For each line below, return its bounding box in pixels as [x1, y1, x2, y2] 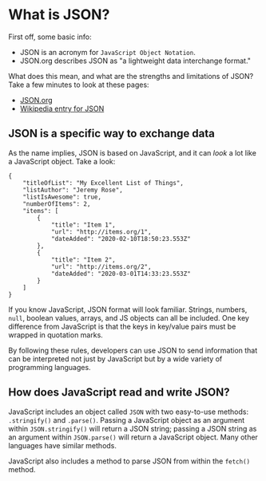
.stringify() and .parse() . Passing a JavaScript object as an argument [8, 415, 245, 424]
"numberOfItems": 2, [22, 199, 91, 208]
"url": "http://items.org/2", [50, 262, 152, 270]
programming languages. [8, 362, 91, 372]
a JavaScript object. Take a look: [8, 156, 116, 166]
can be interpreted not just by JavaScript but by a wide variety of [8, 353, 223, 364]
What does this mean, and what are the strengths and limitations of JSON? [8, 71, 254, 81]
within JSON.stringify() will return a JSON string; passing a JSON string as [8, 424, 257, 433]
